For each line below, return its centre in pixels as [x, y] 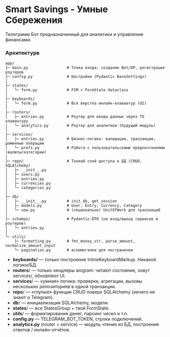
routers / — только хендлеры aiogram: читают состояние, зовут [81, 270]
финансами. [18, 40]
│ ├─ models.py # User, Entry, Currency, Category [74, 206]
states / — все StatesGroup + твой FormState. [61, 308]
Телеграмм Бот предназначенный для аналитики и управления [74, 34]
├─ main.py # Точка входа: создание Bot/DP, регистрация [85, 68]
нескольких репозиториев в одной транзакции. [64, 287]
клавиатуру [17, 121]
